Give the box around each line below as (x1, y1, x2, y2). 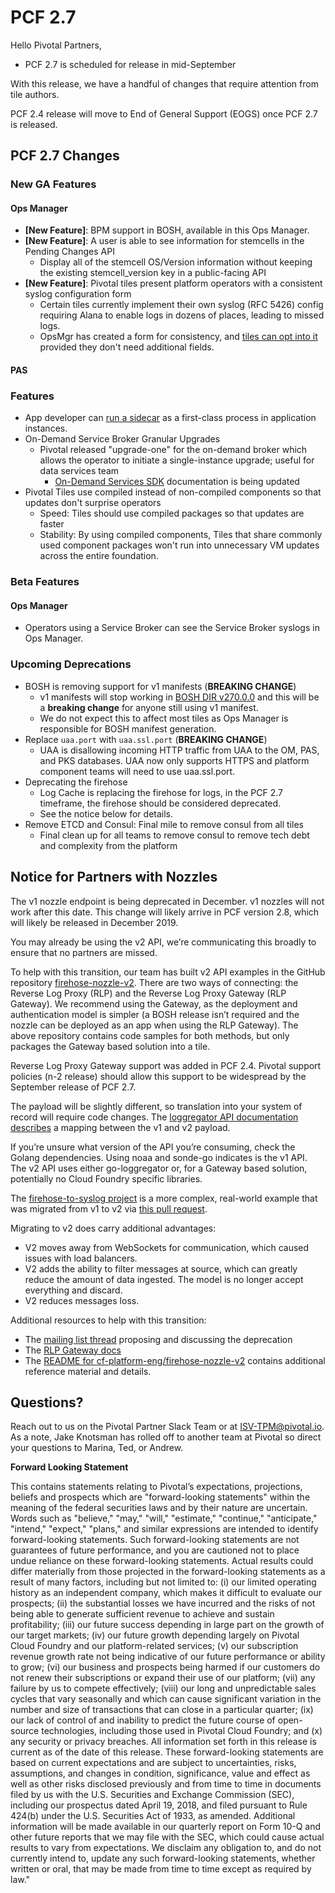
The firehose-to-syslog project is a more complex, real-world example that (10, 1192, 318, 1204)
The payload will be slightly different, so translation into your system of (10, 1100, 303, 1112)
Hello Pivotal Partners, (10, 39, 102, 51)
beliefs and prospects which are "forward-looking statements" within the (10, 1491, 311, 1503)
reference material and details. (24, 1365, 152, 1377)
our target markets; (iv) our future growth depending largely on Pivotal (10, 1629, 300, 1641)
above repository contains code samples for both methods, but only (10, 1029, 290, 1041)
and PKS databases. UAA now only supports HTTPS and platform (39, 754, 310, 766)
